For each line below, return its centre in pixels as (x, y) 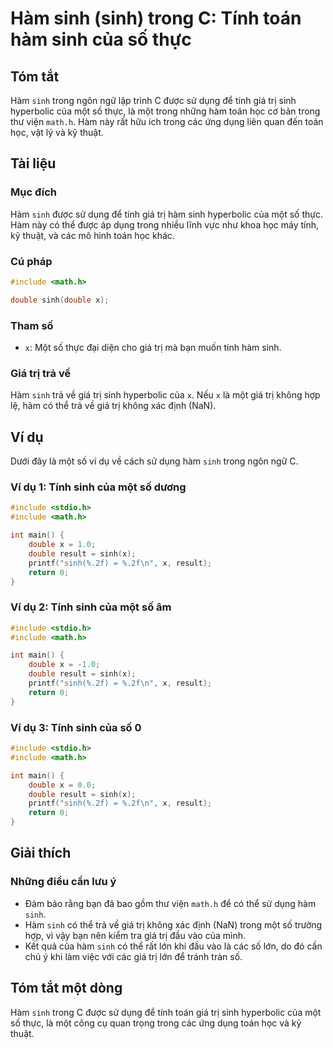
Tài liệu (33, 163)
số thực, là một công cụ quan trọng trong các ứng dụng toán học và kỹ (156, 1023)
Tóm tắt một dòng (66, 988)
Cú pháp (31, 261)
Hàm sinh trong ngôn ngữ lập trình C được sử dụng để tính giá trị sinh (153, 100)
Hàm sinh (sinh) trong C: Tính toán (156, 18)
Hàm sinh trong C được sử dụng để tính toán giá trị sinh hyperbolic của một (166, 1012)
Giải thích (41, 853)
